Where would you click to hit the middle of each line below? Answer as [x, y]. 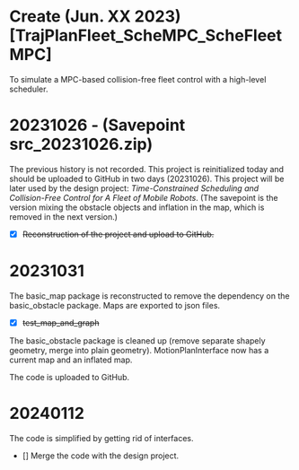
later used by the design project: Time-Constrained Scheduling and [134, 188]
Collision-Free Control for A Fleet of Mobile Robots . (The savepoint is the [144, 197]
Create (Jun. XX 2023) [95, 17]
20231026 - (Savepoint [97, 125]
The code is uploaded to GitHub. [70, 377]
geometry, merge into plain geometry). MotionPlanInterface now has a [139, 350]
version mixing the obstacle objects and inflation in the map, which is [137, 207]
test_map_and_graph [61, 322]
